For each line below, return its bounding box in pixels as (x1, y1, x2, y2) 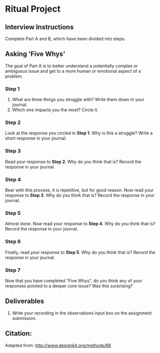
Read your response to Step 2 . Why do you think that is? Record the (5, 159, 141, 165)
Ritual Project (5, 3, 61, 15)
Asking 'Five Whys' (5, 50, 66, 58)
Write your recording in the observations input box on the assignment (12, 310, 152, 316)
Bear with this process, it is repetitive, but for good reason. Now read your (5, 187, 154, 193)
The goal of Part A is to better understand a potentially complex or (5, 62, 138, 69)
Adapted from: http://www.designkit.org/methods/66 (5, 342, 111, 348)
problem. (5, 73, 23, 79)
